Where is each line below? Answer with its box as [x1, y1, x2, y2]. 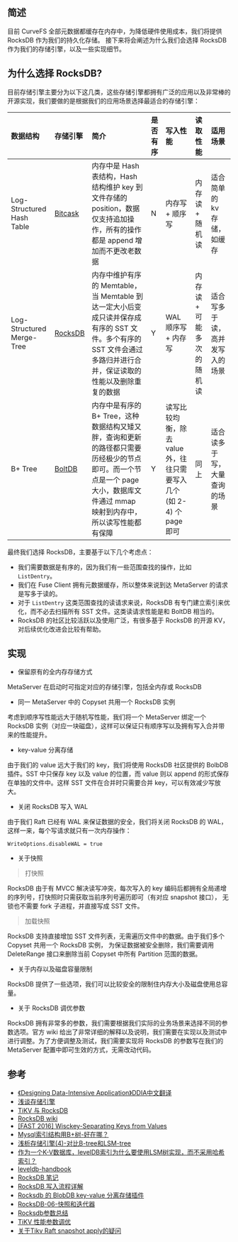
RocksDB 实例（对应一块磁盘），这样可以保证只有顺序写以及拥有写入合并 [7, 722, 219, 730]
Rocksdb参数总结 [17, 1209, 69, 1217]
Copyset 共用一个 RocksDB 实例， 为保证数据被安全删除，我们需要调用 [7, 941, 215, 950]
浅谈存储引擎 [17, 1097, 55, 1106]
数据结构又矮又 [91, 422, 142, 432]
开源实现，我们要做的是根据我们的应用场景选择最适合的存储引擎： [7, 97, 200, 105]
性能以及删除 [91, 376, 135, 386]
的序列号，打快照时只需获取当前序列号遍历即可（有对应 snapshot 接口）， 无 [7, 893, 229, 901]
